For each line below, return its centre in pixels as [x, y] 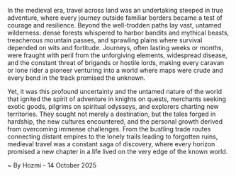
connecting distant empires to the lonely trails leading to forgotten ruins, [113, 136]
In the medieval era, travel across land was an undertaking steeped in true [116, 10]
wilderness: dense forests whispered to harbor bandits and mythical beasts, [118, 33]
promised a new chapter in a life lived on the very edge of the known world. [118, 152]
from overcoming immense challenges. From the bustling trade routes [109, 129]
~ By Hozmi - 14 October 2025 [52, 165]
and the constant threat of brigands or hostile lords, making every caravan [116, 63]
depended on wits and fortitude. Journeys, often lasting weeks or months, [116, 48]
